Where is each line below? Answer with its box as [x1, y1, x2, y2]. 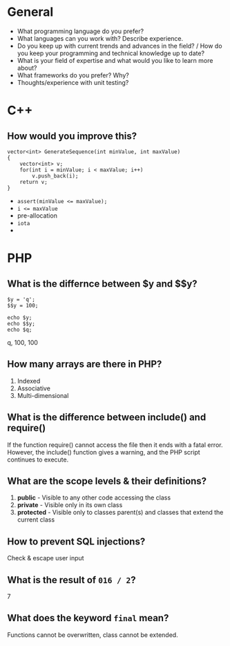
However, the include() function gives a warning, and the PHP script [7, 448, 200, 456]
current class [17, 515, 55, 524]
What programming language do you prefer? [17, 27, 144, 35]
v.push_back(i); [32, 172, 79, 180]
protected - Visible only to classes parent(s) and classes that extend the [17, 509, 224, 517]
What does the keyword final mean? [7, 612, 169, 624]
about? [17, 64, 37, 72]
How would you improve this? [7, 130, 137, 142]
